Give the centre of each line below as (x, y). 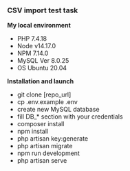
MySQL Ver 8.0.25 (43, 61)
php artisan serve (42, 161)
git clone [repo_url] (44, 94)
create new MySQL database (58, 110)
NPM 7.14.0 (33, 53)
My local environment (39, 26)
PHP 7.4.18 (32, 39)
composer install (41, 124)
